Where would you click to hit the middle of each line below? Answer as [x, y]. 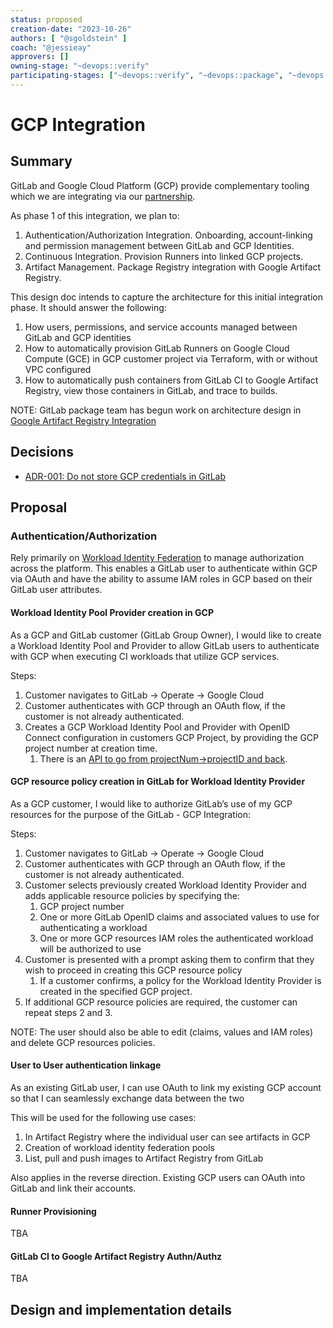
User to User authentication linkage [86, 1065]
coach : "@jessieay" [51, 47]
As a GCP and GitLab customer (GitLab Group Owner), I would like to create [166, 635]
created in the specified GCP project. [116, 991]
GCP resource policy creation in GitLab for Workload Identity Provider [158, 782]
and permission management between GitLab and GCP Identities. [159, 245]
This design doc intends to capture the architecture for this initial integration [166, 297]
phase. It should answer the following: [88, 307]
